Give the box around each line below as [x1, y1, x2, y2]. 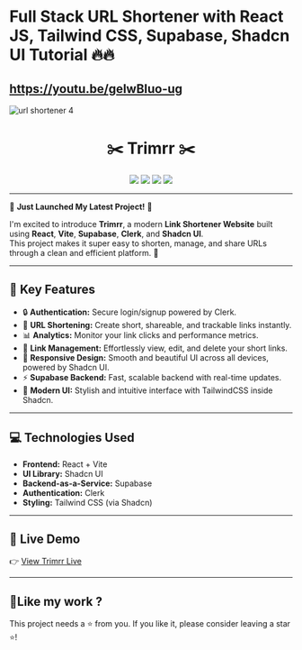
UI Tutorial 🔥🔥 [9, 45, 115, 65]
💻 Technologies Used [9, 430, 135, 445]
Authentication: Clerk [22, 487, 105, 498]
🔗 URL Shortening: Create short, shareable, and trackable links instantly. [22, 319, 292, 330]
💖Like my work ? [9, 593, 103, 609]
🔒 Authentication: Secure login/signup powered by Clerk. [22, 307, 236, 317]
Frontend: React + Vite [22, 458, 108, 470]
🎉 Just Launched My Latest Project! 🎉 [9, 201, 153, 212]
